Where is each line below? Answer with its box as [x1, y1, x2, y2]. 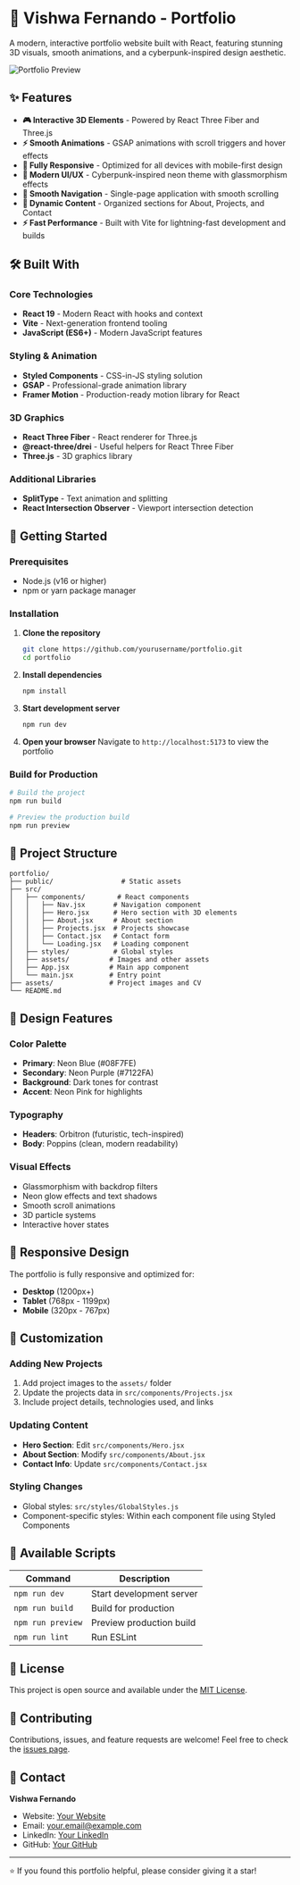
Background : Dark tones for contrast [21, 1077, 159, 1088]
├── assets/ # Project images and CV [9, 979, 202, 988]
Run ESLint [90, 1631, 137, 1643]
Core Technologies [9, 288, 94, 301]
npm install [21, 687, 67, 696]
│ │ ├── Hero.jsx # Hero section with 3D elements [9, 908, 238, 918]
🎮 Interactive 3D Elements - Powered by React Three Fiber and [21, 114, 260, 125]
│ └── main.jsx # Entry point [9, 971, 162, 980]
